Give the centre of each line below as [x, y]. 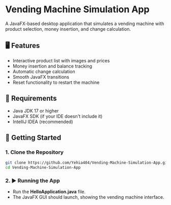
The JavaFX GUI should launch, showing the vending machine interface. [88, 197]
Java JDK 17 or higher [36, 110]
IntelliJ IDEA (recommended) [43, 122]
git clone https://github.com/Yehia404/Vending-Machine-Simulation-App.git [87, 163]
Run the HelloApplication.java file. [49, 192]
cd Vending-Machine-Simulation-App [43, 168]
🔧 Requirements [31, 98]
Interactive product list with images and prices [61, 60]
